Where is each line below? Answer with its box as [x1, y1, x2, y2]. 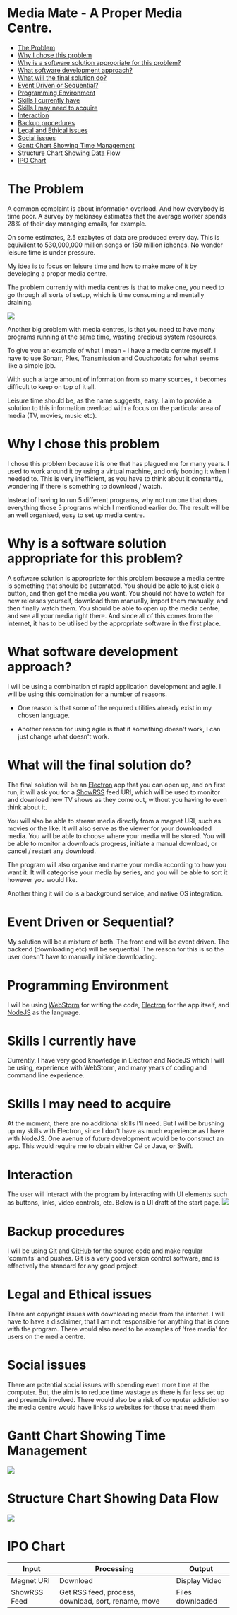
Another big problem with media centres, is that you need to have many [7, 325, 215, 333]
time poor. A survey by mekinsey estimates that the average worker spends [7, 212, 227, 220]
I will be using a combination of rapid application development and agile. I [7, 682, 221, 690]
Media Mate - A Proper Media [7, 5, 183, 21]
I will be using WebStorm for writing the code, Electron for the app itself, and [7, 1000, 229, 1009]
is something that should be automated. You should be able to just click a [7, 581, 220, 590]
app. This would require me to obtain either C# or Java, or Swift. [7, 1142, 194, 1150]
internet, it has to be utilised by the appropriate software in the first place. [7, 619, 221, 627]
